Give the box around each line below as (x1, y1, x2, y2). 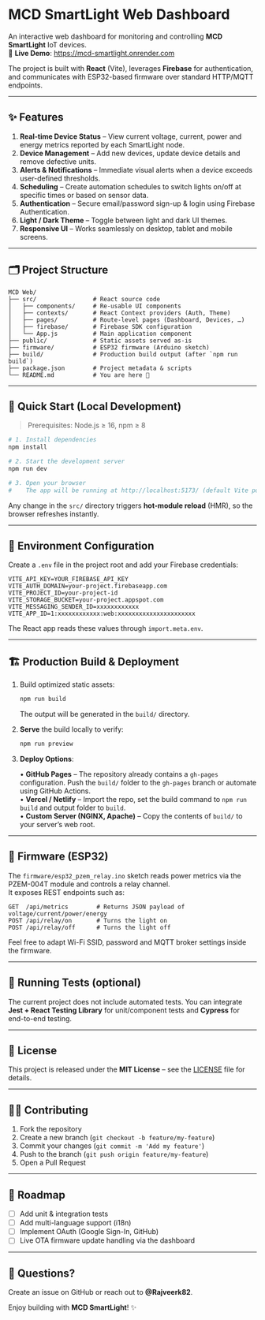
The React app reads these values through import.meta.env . (8, 624, 203, 633)
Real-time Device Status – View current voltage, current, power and (19, 132, 242, 141)
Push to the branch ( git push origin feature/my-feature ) (19, 1150, 209, 1159)
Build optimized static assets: (19, 680, 115, 689)
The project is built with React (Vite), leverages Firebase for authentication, (8, 63, 254, 73)
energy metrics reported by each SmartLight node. (19, 140, 185, 149)
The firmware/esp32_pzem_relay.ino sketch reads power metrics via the (8, 871, 242, 880)
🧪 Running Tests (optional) (8, 976, 142, 990)
